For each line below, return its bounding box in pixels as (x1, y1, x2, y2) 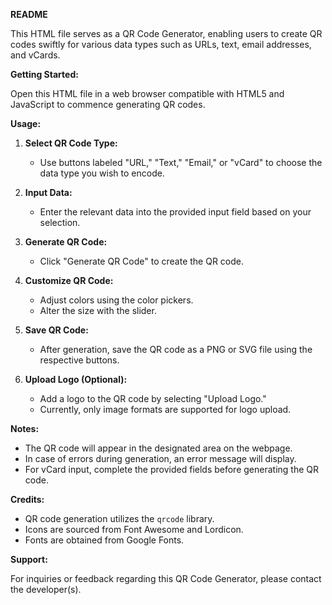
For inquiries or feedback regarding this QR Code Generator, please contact (10, 573, 322, 584)
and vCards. (10, 49, 61, 61)
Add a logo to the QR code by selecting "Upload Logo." (39, 393, 267, 404)
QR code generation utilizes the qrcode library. (24, 513, 215, 524)
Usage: (10, 118, 42, 129)
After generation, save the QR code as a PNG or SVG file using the (39, 344, 313, 355)
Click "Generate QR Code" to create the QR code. (39, 255, 245, 267)
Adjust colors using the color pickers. (39, 294, 194, 306)
